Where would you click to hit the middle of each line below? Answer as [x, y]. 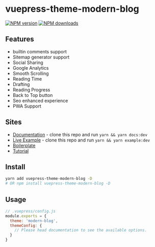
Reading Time [27, 79]
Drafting [21, 84]
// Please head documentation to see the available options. [81, 230]
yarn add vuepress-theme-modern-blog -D [49, 179]
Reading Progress [31, 90]
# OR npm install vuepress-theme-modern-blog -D [58, 183]
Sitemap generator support [41, 57]
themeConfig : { [26, 225]
